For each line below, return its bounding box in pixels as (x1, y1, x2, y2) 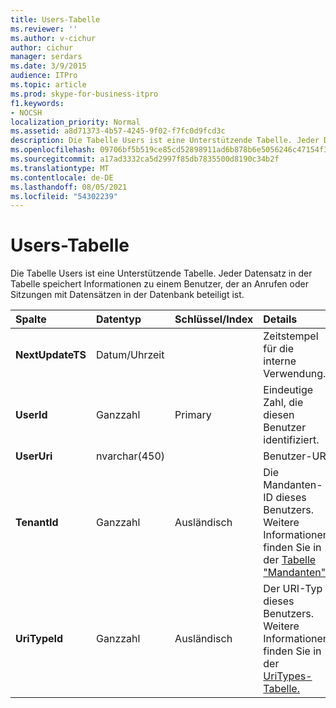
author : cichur (10, 42, 74, 53)
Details (263, 312, 298, 326)
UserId (15, 408, 48, 422)
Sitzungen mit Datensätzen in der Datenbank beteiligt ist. (10, 289, 245, 301)
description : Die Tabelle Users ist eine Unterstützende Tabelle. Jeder (10, 136, 320, 146)
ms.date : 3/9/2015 (10, 61, 87, 71)
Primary (174, 408, 212, 422)
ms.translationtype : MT (10, 163, 110, 173)
